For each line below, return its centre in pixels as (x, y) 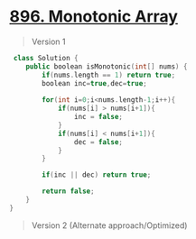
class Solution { (46, 58)
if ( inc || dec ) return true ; (97, 175)
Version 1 (48, 41)
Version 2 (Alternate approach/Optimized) (109, 225)
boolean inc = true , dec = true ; (94, 83)
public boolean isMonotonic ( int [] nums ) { (107, 66)
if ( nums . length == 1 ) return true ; (109, 75)
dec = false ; (98, 142)
